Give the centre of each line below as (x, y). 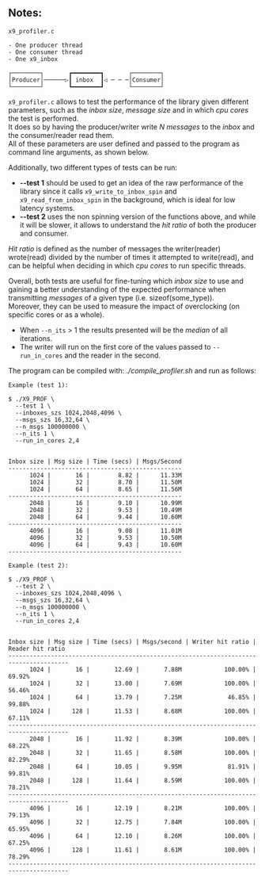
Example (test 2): (38, 565)
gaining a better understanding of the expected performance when (117, 289)
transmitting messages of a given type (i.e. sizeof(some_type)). (112, 297)
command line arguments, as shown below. (79, 152)
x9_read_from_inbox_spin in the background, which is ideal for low (127, 199)
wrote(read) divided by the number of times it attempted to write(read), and (131, 257)
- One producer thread (45, 45)
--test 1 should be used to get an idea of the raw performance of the (131, 182)
